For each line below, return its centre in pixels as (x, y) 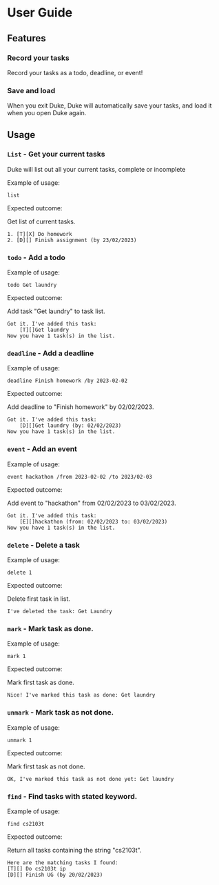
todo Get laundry (32, 285)
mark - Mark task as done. (51, 628)
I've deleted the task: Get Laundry (60, 612)
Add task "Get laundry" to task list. (56, 311)
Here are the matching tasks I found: (63, 863)
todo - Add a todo (36, 257)
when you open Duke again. (47, 113)
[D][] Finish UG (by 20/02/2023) (55, 875)
